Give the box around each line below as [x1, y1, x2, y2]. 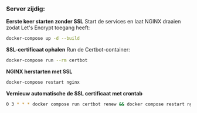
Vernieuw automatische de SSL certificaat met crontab [6, 90, 142, 97]
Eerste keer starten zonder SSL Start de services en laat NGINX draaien [6, 18, 181, 25]
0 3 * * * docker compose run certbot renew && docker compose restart [6, 101, 185, 107]
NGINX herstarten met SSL [6, 68, 73, 75]
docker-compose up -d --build [6, 36, 80, 42]
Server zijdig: [6, 5, 45, 13]
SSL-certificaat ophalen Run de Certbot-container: [6, 46, 130, 53]
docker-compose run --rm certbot [6, 57, 88, 63]
